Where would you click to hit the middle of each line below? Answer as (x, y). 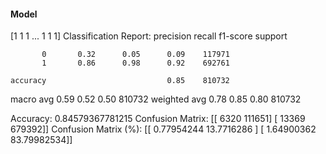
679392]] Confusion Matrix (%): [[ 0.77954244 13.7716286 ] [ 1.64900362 (163, 129)
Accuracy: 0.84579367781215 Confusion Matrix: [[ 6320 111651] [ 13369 (158, 119)
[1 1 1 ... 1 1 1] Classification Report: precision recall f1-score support (149, 36)
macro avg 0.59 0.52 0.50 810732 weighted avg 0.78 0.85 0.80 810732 (156, 99)
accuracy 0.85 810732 (120, 81)
